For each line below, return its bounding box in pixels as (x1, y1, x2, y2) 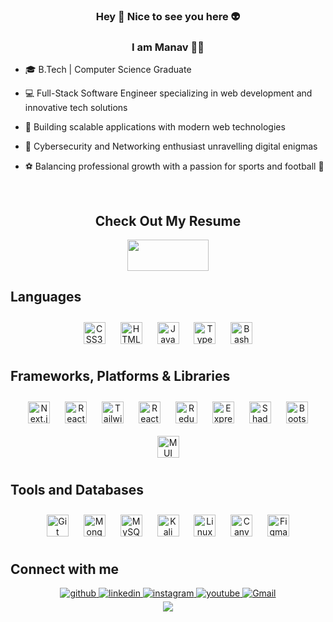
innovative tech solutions (24, 102, 128, 114)
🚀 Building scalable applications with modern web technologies (24, 121, 286, 133)
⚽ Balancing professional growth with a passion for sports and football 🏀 (24, 160, 325, 173)
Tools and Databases (10, 482, 145, 499)
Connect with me (10, 560, 120, 578)
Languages (10, 289, 82, 306)
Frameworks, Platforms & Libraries (10, 368, 231, 385)
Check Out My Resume (94, 212, 242, 229)
